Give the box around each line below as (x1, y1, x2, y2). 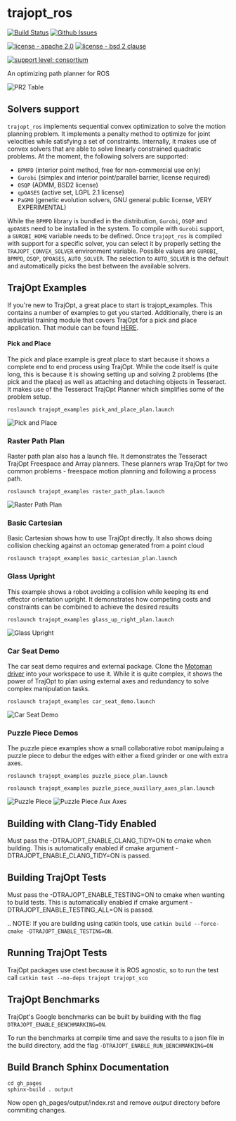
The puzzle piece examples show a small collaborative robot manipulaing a (7, 744, 225, 753)
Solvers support (7, 104, 79, 116)
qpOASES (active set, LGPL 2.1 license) (17, 188, 125, 197)
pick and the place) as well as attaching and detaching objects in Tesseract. (7, 377, 227, 385)
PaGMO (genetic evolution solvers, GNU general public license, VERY (17, 195, 212, 204)
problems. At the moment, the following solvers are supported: (7, 151, 188, 160)
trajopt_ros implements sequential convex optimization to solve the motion (7, 122, 226, 130)
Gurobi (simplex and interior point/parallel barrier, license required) (17, 173, 211, 181)
